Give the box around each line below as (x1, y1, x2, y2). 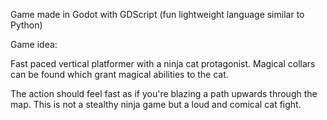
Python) (10, 19, 43, 31)
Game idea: (10, 39, 58, 50)
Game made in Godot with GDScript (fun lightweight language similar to (10, 9, 305, 20)
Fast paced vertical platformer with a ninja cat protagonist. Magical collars (10, 58, 316, 69)
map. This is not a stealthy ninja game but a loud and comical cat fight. (10, 99, 302, 110)
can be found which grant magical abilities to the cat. (10, 69, 229, 80)
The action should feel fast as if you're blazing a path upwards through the (10, 88, 318, 99)
